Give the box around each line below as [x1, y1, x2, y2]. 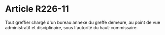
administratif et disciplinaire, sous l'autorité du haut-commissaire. [5, 24, 138, 30]
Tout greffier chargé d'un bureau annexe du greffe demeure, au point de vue [5, 19, 161, 25]
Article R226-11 [5, 3, 69, 15]
